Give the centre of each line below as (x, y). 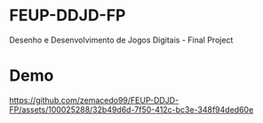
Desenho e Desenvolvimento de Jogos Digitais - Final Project (121, 40)
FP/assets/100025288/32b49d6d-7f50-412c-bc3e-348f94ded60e (131, 109)
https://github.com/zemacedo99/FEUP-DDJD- (94, 100)
